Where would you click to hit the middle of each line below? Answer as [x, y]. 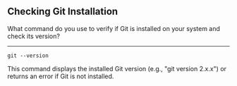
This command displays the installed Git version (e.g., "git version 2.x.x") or [117, 68]
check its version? [34, 36]
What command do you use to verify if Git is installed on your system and [114, 28]
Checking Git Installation [63, 12]
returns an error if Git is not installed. [61, 76]
